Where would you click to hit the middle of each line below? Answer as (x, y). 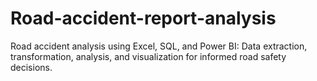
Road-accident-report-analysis (143, 18)
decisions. (31, 67)
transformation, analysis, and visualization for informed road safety (148, 56)
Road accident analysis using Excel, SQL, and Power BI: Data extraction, (159, 46)
